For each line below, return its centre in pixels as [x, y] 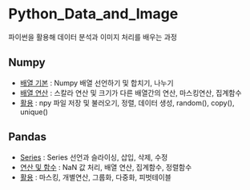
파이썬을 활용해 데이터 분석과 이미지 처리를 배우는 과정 [93, 37]
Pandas [27, 137]
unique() [34, 112]
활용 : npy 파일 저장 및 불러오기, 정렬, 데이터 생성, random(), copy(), [127, 103]
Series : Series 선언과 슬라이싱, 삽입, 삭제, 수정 [94, 157]
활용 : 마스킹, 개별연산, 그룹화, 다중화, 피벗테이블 [96, 177]
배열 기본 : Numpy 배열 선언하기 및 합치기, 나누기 [97, 83]
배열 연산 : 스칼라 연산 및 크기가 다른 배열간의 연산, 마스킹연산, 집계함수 [131, 93]
